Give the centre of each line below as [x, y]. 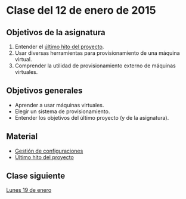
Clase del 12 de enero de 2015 [81, 10]
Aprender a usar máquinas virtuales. [59, 105]
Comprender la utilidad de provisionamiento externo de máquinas [95, 66]
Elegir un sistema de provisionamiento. [62, 111]
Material [22, 137]
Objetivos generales [44, 91]
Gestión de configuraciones [49, 151]
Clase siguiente [36, 176]
